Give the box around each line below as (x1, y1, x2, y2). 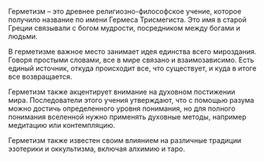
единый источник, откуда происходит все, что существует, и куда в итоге (8, 64, 257, 73)
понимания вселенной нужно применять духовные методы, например (8, 112, 247, 121)
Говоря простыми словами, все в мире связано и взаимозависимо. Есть (8, 55, 255, 64)
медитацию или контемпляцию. (8, 121, 116, 130)
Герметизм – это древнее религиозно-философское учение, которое (8, 7, 242, 16)
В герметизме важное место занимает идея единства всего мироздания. (8, 47, 257, 56)
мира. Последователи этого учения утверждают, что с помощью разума (8, 96, 255, 104)
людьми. (8, 31, 38, 41)
